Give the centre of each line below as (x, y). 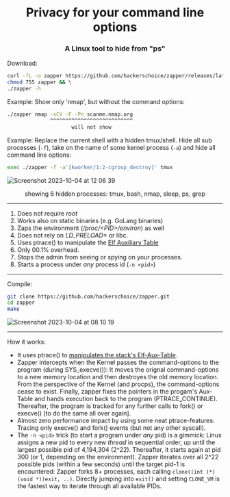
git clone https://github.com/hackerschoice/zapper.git (88, 296)
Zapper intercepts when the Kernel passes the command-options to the (118, 362)
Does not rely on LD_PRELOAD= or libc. (73, 235)
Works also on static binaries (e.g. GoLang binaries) (90, 220)
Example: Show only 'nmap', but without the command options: (96, 102)
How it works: (27, 342)
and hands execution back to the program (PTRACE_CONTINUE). (126, 399)
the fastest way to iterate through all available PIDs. (89, 486)
